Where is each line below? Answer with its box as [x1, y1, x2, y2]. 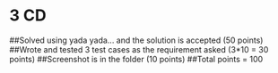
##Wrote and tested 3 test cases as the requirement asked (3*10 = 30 [9, 44, 269, 54]
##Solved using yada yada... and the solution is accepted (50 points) [9, 35, 264, 45]
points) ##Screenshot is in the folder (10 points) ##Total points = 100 [9, 53, 264, 64]
